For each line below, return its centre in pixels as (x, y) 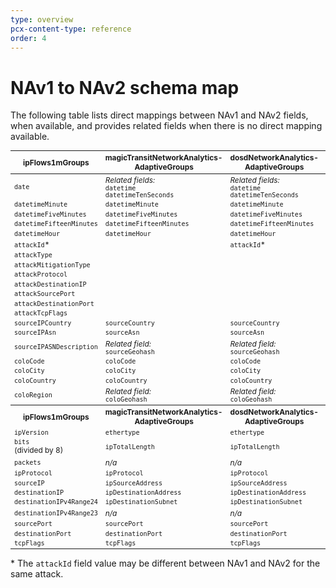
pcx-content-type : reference (71, 29)
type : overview (42, 19)
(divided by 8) (38, 450)
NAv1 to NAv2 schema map (125, 87)
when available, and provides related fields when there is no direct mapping (166, 126)
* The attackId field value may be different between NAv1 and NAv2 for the (165, 563)
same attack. (37, 574)
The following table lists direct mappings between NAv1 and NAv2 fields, (159, 115)
